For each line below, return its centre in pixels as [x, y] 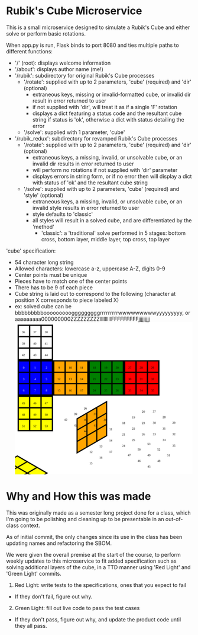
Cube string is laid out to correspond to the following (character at [95, 293]
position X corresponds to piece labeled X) [67, 300]
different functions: [30, 51]
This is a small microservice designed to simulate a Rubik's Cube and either [98, 27]
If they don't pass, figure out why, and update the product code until [98, 620]
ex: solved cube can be [43, 306]
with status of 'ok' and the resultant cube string [90, 183]
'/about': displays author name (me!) [59, 69]
